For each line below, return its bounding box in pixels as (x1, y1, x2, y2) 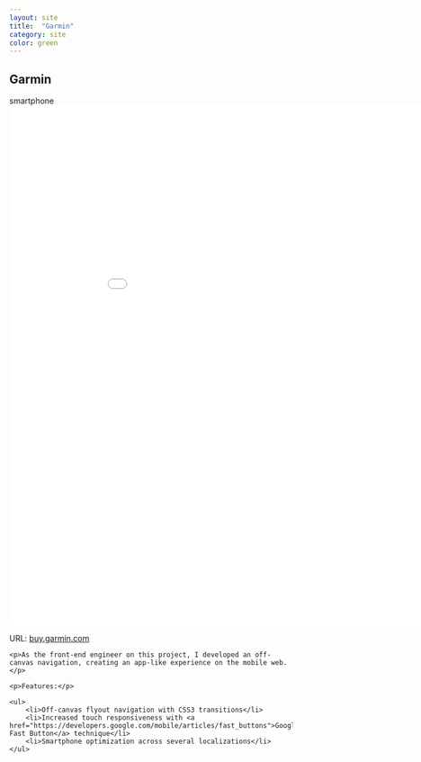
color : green (9, 38, 58, 48)
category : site (9, 30, 67, 39)
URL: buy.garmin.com (9, 633, 90, 644)
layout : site (9, 13, 58, 22)
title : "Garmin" (9, 22, 75, 31)
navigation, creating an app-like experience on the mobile (37, 659, 268, 668)
